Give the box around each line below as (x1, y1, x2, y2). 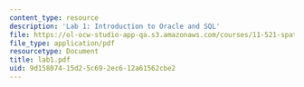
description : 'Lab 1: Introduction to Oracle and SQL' (9, 22, 221, 31)
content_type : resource (9, 13, 100, 23)
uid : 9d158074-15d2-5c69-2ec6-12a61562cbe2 (9, 64, 176, 73)
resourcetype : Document (9, 47, 100, 56)
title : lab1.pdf (9, 55, 71, 64)
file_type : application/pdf (9, 38, 116, 48)
